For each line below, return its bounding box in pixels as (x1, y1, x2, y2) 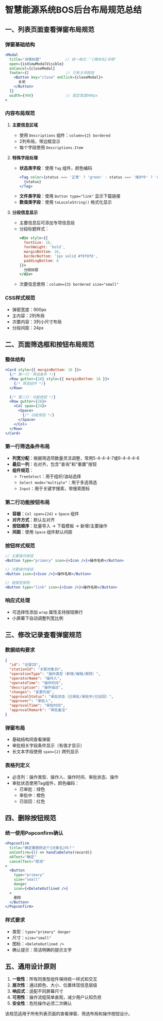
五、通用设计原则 (5, 963, 56, 970)
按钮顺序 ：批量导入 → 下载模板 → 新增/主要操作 (12, 523, 108, 529)
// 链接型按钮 (5, 580, 30, 585)
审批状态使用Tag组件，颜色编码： (12, 780, 80, 786)
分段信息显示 (12, 209, 38, 215)
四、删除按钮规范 (5, 813, 56, 822)
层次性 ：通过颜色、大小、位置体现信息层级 (12, 982, 98, 988)
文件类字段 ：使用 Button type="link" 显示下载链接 (19, 193, 121, 199)
